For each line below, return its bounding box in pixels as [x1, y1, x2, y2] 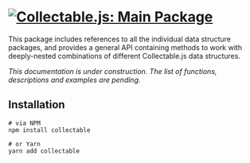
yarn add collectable [8, 147, 80, 155]
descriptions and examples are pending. [8, 75, 141, 84]
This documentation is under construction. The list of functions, [8, 66, 217, 76]
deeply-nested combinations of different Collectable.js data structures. [8, 51, 241, 60]
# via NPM [8, 119, 41, 127]
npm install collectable [8, 126, 91, 134]
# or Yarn [8, 140, 41, 148]
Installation [8, 98, 65, 111]
